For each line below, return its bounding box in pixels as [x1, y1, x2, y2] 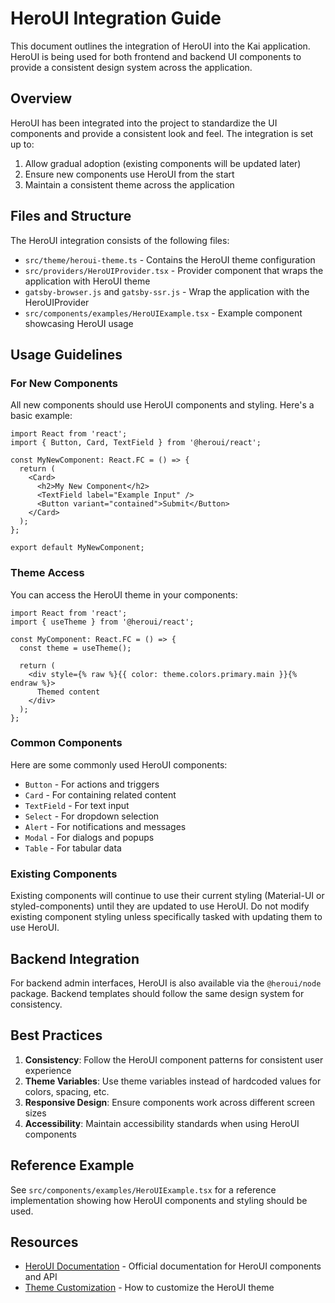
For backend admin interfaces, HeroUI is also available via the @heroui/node [10, 977, 322, 989]
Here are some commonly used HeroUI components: [10, 758, 228, 771]
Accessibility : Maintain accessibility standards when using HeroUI [24, 1117, 300, 1129]
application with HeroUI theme [24, 275, 151, 287]
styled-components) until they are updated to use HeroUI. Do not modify [10, 900, 310, 912]
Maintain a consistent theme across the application [24, 178, 235, 191]
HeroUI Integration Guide [10, 7, 222, 30]
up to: [10, 138, 35, 150]
